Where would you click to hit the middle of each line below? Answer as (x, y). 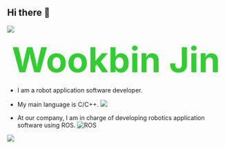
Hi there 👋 (29, 13)
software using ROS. (46, 125)
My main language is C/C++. (58, 104)
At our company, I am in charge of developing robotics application (111, 117)
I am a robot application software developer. (80, 90)
